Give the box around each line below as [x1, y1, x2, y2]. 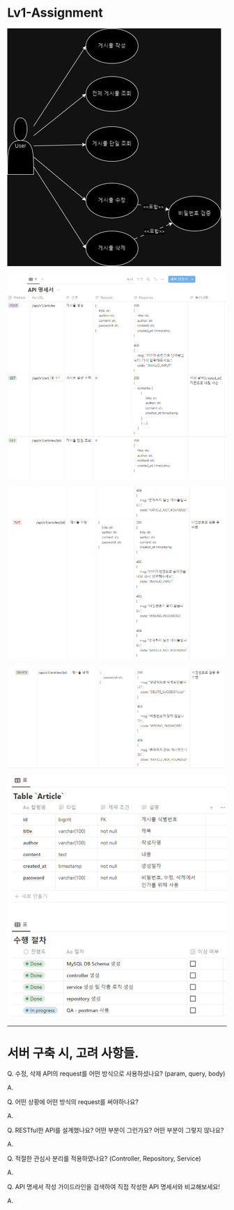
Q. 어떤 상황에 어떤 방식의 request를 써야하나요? [7, 1098, 139, 1106]
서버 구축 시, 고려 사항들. [7, 1045, 139, 1061]
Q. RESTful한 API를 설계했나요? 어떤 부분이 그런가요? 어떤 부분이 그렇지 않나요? [7, 1126, 224, 1135]
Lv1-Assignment [7, 5, 103, 21]
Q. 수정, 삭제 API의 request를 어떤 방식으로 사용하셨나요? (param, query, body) [7, 1069, 226, 1078]
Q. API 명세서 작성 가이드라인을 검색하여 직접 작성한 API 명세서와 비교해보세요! [7, 1183, 221, 1191]
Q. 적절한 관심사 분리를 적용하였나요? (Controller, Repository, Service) [7, 1154, 201, 1163]
